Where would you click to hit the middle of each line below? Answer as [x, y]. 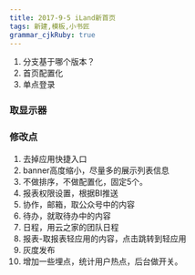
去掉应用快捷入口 [55, 158]
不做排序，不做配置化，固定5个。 [85, 181]
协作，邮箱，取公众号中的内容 [78, 204]
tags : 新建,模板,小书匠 [50, 26]
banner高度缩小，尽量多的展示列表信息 [96, 170]
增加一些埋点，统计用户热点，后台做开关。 [103, 261]
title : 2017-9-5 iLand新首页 [63, 18]
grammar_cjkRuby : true [52, 35]
